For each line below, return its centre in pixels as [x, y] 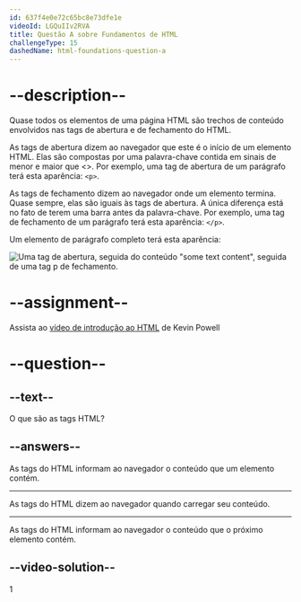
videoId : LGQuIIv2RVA [50, 26]
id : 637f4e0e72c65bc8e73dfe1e [66, 18]
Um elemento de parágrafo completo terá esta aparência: [115, 240]
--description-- [68, 96]
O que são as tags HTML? [57, 418]
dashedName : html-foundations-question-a [88, 51]
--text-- [31, 397]
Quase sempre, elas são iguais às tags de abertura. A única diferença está [146, 203]
